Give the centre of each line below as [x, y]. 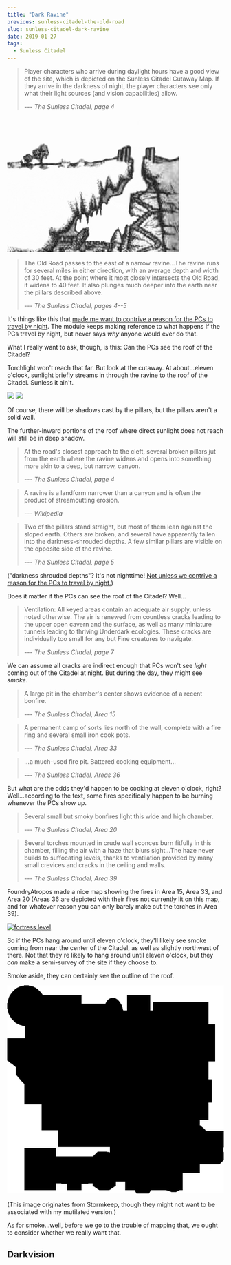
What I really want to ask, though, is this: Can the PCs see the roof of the [110, 347]
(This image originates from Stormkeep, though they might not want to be [111, 1205]
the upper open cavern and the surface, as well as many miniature [118, 624]
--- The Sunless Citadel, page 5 [69, 562]
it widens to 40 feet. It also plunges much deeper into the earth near [121, 285]
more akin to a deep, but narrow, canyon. [82, 466]
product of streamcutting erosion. [71, 500]
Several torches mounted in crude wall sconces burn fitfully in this [118, 843]
